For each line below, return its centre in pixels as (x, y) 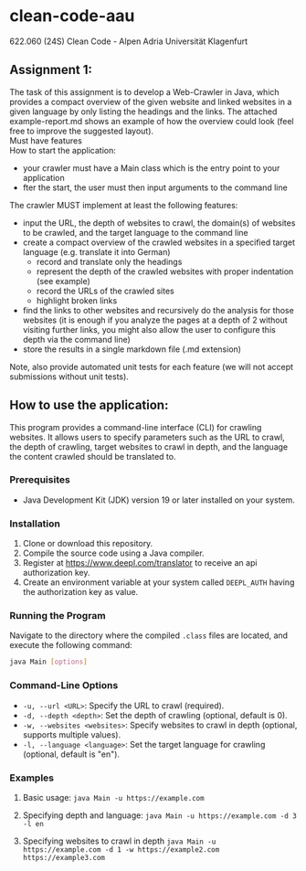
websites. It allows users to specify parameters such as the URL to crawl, (147, 437)
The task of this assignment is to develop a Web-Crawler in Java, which (145, 91)
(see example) (63, 281)
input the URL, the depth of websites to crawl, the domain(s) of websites (159, 223)
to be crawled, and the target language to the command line (135, 232)
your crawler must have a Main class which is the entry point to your (151, 168)
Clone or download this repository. (88, 544)
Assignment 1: (51, 70)
